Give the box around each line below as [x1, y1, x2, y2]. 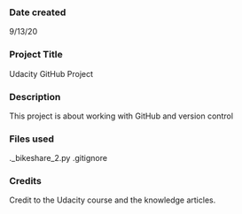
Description [9, 90, 61, 103]
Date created [9, 6, 66, 19]
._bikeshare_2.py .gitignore [9, 153, 108, 164]
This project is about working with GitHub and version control [9, 111, 233, 121]
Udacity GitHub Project [9, 68, 94, 79]
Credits [9, 175, 42, 187]
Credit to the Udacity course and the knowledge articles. [9, 195, 216, 205]
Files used [9, 133, 55, 145]
